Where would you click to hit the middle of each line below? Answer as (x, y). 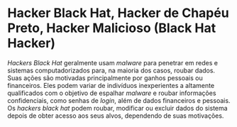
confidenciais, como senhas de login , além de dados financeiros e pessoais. (119, 100)
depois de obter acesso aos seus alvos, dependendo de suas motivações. (116, 116)
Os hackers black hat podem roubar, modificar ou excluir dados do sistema (118, 108)
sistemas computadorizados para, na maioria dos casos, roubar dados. (111, 70)
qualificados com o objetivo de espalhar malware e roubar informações (112, 93)
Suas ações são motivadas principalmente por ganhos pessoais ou (105, 78)
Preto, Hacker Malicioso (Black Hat (112, 28)
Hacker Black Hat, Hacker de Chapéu (118, 13)
